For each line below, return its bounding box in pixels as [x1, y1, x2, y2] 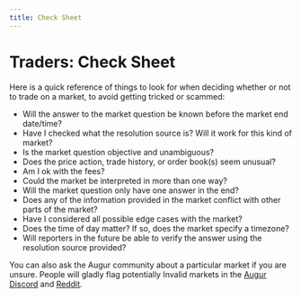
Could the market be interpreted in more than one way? [22, 175, 227, 186]
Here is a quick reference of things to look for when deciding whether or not [9, 82, 291, 92]
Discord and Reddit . [9, 278, 83, 289]
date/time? [22, 118, 63, 128]
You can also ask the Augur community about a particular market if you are [9, 259, 288, 270]
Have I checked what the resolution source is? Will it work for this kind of [22, 127, 293, 138]
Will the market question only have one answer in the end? [22, 185, 240, 196]
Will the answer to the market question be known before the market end [22, 109, 289, 119]
